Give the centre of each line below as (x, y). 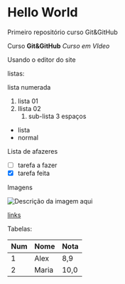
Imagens (20, 188)
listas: (16, 73)
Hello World (43, 12)
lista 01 (28, 101)
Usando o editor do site (42, 59)
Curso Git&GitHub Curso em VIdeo (59, 46)
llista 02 (29, 108)
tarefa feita (34, 173)
